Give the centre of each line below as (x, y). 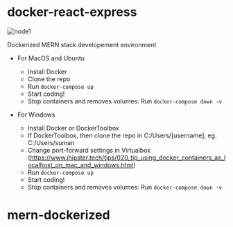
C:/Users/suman (51, 142)
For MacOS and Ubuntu (51, 58)
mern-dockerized (59, 215)
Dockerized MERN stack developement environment (82, 44)
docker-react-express (72, 12)
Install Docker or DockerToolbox (74, 128)
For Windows (36, 115)
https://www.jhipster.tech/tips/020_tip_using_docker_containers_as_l (128, 158)
